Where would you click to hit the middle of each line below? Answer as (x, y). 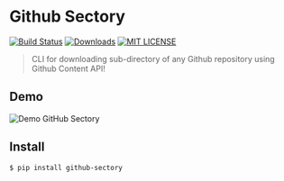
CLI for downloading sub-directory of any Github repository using (153, 59)
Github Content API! (68, 68)
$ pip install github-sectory (66, 167)
